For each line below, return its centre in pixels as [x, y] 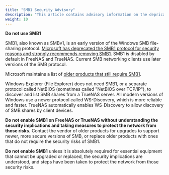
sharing [13, 49]
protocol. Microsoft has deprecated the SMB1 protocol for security [91, 49]
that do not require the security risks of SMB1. [53, 141]
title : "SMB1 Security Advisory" [40, 10]
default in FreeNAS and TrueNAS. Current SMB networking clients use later [83, 59]
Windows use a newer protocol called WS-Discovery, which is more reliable [83, 100]
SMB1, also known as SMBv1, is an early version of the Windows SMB [77, 43]
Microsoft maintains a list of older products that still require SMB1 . [73, 74]
